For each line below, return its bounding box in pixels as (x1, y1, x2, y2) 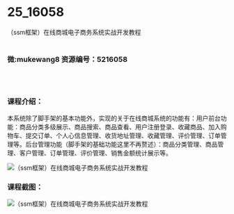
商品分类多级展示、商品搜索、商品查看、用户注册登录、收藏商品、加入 (19, 122, 221, 131)
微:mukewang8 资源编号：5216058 (7, 54, 127, 64)
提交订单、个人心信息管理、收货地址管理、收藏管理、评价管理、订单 (25, 131, 221, 140)
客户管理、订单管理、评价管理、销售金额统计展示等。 (19, 149, 172, 157)
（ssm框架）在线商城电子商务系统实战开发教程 (7, 28, 141, 36)
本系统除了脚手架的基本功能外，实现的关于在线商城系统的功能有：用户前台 (7, 114, 221, 122)
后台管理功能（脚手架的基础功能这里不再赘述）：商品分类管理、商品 (25, 140, 218, 148)
